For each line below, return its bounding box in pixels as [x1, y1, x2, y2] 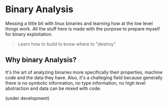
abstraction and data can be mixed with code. [5, 85, 101, 91]
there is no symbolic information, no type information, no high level [5, 80, 146, 86]
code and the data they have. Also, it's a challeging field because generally [5, 75, 163, 81]
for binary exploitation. [5, 31, 53, 37]
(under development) [5, 95, 50, 101]
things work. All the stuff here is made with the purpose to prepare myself [5, 25, 160, 31]
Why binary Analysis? [5, 56, 77, 64]
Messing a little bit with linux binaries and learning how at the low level [5, 20, 153, 26]
